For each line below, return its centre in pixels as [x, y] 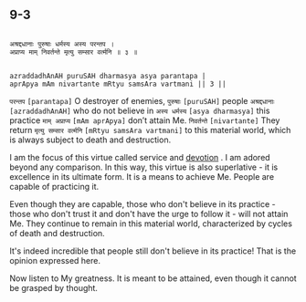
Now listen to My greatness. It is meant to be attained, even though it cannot [153, 278]
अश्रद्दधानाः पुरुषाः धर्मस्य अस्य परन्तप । [62, 44]
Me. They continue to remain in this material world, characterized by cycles [151, 224]
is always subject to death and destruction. [90, 140]
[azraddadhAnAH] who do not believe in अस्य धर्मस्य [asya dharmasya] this [140, 110]
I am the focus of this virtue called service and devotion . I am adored [140, 157]
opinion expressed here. [55, 260]
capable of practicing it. [54, 186]
